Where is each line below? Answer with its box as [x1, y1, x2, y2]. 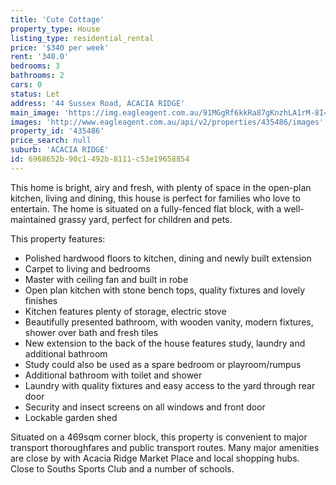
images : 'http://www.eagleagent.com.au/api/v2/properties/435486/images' [10, 117, 325, 127]
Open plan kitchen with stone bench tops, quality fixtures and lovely [24, 284, 306, 296]
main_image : [10, 107, 60, 118]
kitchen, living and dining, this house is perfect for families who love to [10, 192, 301, 204]
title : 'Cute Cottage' [10, 14, 105, 25]
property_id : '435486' [10, 126, 105, 136]
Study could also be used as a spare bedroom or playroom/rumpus [24, 358, 302, 370]
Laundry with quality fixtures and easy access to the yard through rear [24, 379, 316, 391]
